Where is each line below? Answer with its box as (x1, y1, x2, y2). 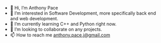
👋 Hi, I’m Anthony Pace (10, 5, 58, 11)
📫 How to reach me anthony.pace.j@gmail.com (10, 32, 110, 38)
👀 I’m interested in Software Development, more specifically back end (10, 10, 156, 16)
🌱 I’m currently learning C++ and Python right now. (10, 21, 117, 27)
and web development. (10, 16, 58, 21)
